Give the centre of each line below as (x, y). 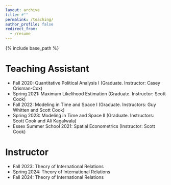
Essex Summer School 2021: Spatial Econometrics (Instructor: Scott (84, 126)
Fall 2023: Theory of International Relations (58, 166)
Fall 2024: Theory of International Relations (58, 177)
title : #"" (17, 15)
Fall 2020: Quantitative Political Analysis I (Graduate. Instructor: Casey (87, 83)
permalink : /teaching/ (29, 19)
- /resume (20, 34)
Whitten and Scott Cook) (39, 110)
